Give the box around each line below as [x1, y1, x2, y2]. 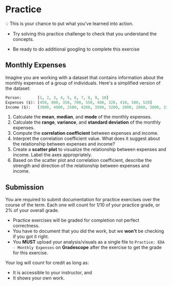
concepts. [12, 36, 34, 42]
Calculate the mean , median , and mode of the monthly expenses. [12, 114, 152, 120]
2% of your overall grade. [5, 207, 59, 213]
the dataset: [5, 85, 31, 91]
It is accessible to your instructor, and [12, 270, 92, 276]
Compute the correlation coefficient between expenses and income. [12, 130, 159, 136]
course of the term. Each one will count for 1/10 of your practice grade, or [5, 202, 160, 208]
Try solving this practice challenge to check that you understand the [12, 31, 157, 37]
